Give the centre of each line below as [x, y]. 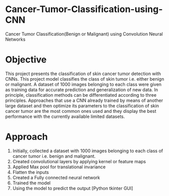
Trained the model [32, 183]
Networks [15, 39]
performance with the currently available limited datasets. [65, 116]
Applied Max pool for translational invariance [59, 167]
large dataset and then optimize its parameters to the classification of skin [82, 106]
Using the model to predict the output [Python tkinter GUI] [73, 188]
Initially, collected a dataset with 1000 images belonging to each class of [88, 151]
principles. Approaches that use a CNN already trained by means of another [84, 100]
